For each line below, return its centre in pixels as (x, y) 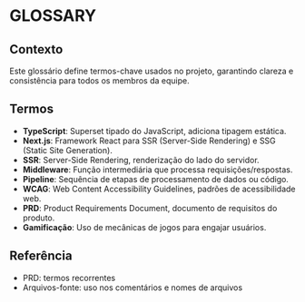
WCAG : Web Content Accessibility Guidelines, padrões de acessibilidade (159, 189)
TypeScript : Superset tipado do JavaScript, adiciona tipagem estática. (154, 131)
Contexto (36, 49)
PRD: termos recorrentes (69, 278)
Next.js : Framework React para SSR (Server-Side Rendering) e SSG (149, 141)
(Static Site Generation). (68, 150)
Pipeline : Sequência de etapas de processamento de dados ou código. (155, 179)
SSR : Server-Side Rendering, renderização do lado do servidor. (141, 160)
